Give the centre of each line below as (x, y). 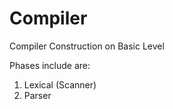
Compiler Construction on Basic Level (87, 46)
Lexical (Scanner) (60, 84)
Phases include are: (50, 65)
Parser (37, 95)
